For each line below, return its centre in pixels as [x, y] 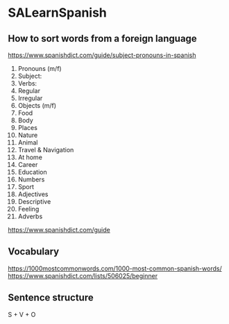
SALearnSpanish [57, 13]
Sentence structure [51, 298]
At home [30, 157]
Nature [28, 135]
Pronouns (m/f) [40, 68]
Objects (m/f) [37, 105]
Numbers [31, 179]
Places [27, 128]
